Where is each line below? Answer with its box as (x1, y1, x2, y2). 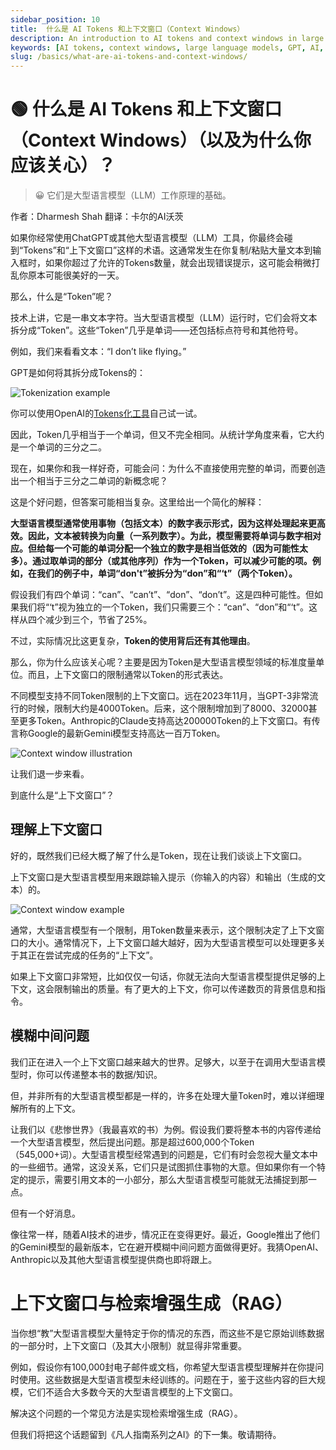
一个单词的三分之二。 (18, 441, 107, 453)
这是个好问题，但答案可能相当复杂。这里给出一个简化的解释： (10, 496, 265, 508)
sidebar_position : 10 (10, 14, 101, 25)
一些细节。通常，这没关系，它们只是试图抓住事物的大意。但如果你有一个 (18, 1161, 317, 1173)
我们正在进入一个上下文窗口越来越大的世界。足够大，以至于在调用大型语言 (10, 1056, 317, 1068)
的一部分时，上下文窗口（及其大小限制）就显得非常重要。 (10, 1339, 247, 1351)
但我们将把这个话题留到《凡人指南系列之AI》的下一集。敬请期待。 (10, 1428, 282, 1440)
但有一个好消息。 (10, 1207, 81, 1219)
